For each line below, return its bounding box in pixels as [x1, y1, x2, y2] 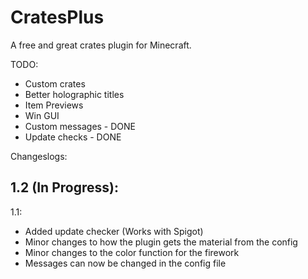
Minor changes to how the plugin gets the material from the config [24, 236, 298, 248]
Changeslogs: [10, 150, 68, 162]
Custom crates [24, 77, 86, 90]
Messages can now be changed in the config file [24, 257, 227, 269]
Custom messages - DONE [24, 120, 137, 132]
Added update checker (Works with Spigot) [24, 225, 204, 237]
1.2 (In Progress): [10, 179, 119, 196]
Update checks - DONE [24, 131, 122, 143]
